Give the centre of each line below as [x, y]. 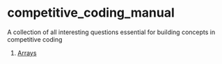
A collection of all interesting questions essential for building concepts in [111, 32]
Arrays [27, 53]
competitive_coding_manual [91, 13]
